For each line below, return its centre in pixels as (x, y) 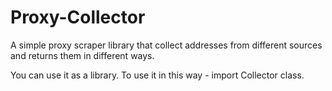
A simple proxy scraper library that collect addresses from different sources (166, 45)
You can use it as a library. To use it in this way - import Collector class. (157, 75)
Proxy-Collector (78, 17)
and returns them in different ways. (82, 55)
